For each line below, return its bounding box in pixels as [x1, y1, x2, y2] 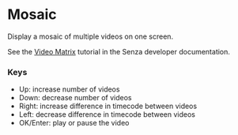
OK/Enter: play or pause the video [18, 118, 130, 128]
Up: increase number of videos [18, 84, 120, 94]
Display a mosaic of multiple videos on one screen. [7, 32, 174, 41]
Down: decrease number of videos [18, 93, 132, 103]
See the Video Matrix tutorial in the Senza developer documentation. [7, 47, 231, 56]
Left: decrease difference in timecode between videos [18, 110, 195, 119]
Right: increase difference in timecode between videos [18, 101, 198, 111]
